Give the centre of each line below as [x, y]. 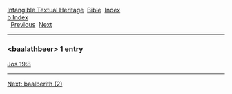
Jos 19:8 [19, 64]
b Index [18, 17]
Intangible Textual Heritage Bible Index [64, 10]
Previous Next [31, 25]
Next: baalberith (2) [35, 84]
